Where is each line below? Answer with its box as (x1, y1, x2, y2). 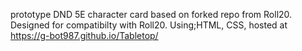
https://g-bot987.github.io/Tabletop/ (10, 30, 159, 41)
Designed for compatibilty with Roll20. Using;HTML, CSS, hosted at (10, 19, 288, 31)
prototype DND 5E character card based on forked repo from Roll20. (10, 9, 293, 20)
